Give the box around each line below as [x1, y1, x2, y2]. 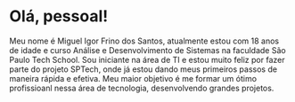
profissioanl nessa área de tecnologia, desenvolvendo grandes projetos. [9, 82, 275, 93]
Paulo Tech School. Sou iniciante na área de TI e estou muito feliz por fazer [9, 54, 285, 65]
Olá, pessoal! [9, 6, 109, 27]
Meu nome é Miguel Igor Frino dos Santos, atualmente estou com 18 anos [9, 35, 279, 46]
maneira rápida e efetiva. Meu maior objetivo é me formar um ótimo [9, 73, 257, 83]
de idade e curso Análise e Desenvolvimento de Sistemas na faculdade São [9, 44, 287, 55]
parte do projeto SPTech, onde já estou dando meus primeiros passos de [9, 64, 278, 75]
